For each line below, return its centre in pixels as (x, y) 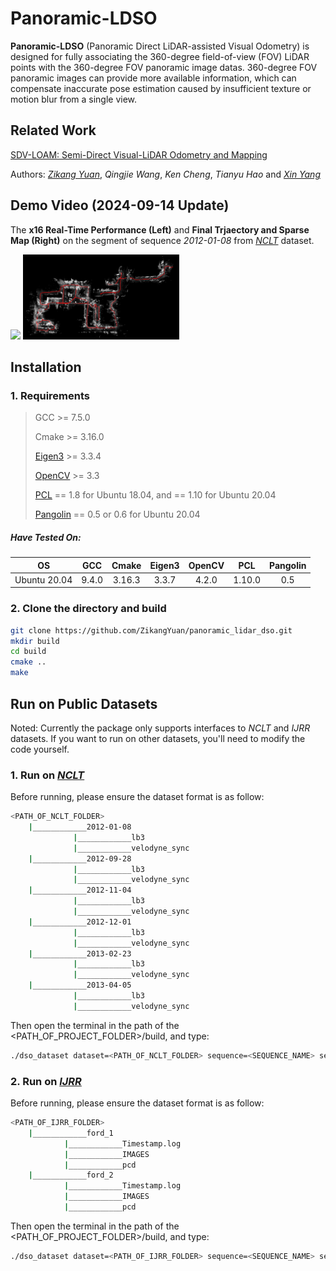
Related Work (53, 130)
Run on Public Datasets (84, 703)
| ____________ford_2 (71, 1175)
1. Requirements (50, 395)
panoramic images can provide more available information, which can (153, 78)
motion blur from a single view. (74, 99)
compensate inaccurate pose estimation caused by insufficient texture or (161, 88)
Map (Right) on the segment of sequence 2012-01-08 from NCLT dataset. (162, 240)
